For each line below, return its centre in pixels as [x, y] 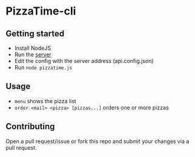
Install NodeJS [33, 48]
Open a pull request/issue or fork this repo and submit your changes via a [97, 141]
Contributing [30, 126]
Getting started [35, 34]
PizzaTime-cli [41, 11]
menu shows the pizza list [45, 101]
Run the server [33, 55]
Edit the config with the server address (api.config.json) [84, 61]
